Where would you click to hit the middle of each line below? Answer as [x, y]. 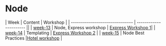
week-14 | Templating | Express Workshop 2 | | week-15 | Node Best [75, 33]
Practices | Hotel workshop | [34, 38]
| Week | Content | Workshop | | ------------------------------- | [70, 22]
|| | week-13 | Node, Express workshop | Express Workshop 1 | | [91, 27]
